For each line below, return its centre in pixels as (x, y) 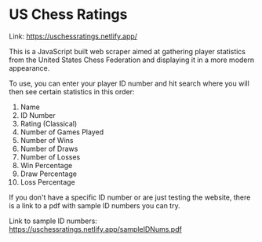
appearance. (29, 68)
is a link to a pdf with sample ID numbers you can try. (95, 205)
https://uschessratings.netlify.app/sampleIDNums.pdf (96, 229)
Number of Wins (47, 140)
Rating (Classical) (49, 123)
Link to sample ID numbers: (53, 221)
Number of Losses (50, 157)
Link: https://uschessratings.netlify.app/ (73, 36)
